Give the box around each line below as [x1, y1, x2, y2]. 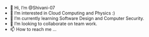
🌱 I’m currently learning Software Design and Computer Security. [10, 15, 144, 21]
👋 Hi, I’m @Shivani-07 [10, 5, 55, 10]
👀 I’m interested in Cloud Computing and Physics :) [10, 10, 115, 16]
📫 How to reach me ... [10, 26, 57, 32]
